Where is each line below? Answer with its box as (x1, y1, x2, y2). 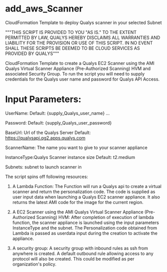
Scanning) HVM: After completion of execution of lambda (36, 214, 154, 220)
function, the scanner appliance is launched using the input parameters (12, 219, 160, 225)
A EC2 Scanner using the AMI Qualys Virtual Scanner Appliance (12, 208, 144, 215)
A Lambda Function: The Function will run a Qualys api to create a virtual (12, 183, 162, 189)
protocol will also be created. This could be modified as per (12, 255, 135, 261)
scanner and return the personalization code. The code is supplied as (12, 188, 156, 194)
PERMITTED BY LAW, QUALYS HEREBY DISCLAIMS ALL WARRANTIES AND (5, 34, 161, 40)
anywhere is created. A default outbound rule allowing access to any (12, 250, 154, 256)
